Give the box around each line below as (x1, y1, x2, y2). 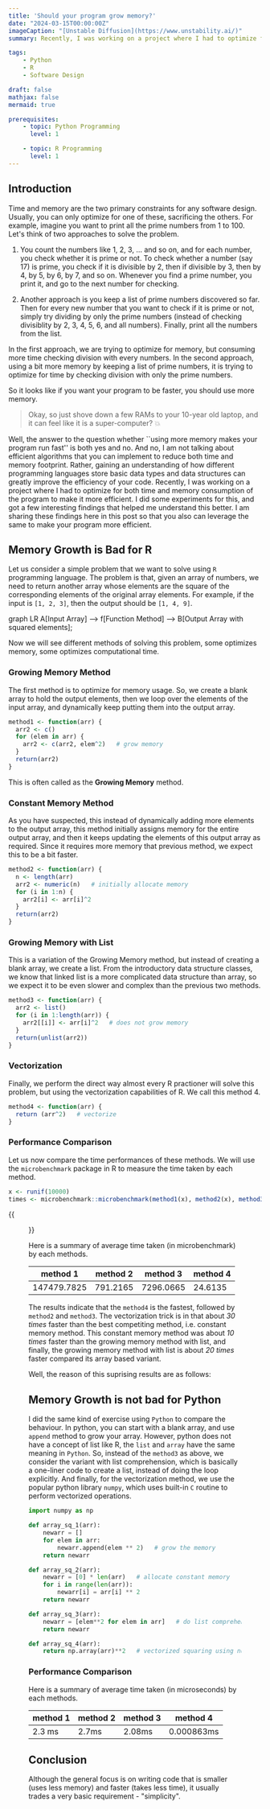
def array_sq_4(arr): (28, 1639, 101, 1648)
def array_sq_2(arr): (28, 1566, 101, 1574)
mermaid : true (8, 101, 56, 109)
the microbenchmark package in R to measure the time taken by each (8, 1164, 233, 1173)
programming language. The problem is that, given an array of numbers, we (8, 573, 260, 583)
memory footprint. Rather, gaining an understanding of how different (8, 459, 235, 469)
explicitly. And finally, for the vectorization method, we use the (28, 1474, 235, 1484)
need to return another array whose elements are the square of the (8, 581, 231, 591)
